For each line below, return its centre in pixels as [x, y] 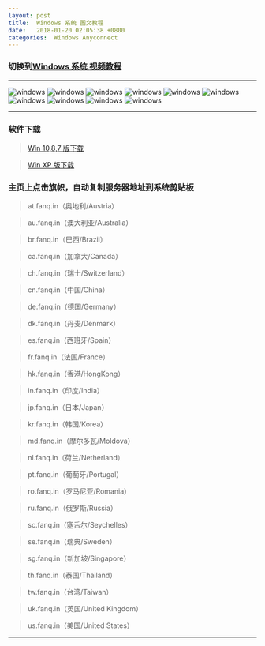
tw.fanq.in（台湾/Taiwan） [70, 592]
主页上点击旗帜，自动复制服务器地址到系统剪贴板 [101, 187]
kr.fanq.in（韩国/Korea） [67, 424]
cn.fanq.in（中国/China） [68, 290]
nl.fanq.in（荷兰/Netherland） [76, 458]
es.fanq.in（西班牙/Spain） [71, 340]
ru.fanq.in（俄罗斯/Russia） [73, 508]
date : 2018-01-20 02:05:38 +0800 [67, 30]
